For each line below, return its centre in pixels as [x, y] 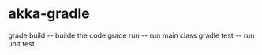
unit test [22, 43]
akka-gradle [49, 14]
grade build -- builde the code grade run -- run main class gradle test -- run [131, 35]
